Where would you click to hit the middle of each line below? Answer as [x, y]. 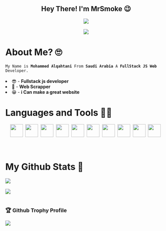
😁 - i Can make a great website [46, 92]
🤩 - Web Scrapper [31, 87]
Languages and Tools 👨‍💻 [59, 112]
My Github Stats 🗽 [44, 167]
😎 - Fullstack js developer [40, 81]
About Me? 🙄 [34, 52]
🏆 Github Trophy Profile [36, 210]
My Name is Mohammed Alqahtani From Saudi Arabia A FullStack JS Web [81, 66]
